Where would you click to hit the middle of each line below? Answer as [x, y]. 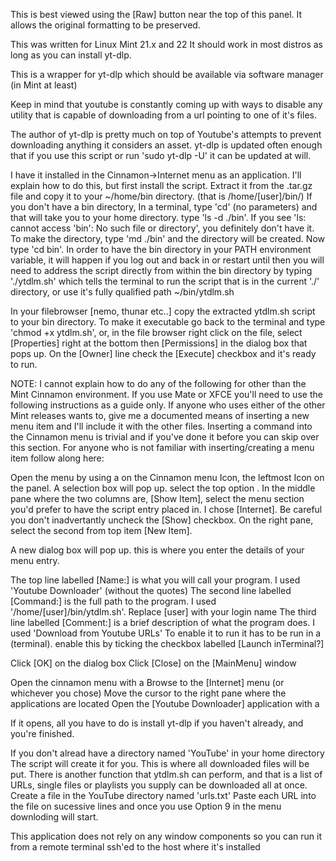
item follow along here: [57, 458]
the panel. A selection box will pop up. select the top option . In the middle [163, 488]
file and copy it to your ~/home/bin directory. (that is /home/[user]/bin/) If [161, 196]
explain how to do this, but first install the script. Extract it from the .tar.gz [161, 185]
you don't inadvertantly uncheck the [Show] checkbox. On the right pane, [162, 520]
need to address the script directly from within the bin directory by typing [161, 270]
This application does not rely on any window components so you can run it [166, 836]
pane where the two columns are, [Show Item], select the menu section [157, 498]
